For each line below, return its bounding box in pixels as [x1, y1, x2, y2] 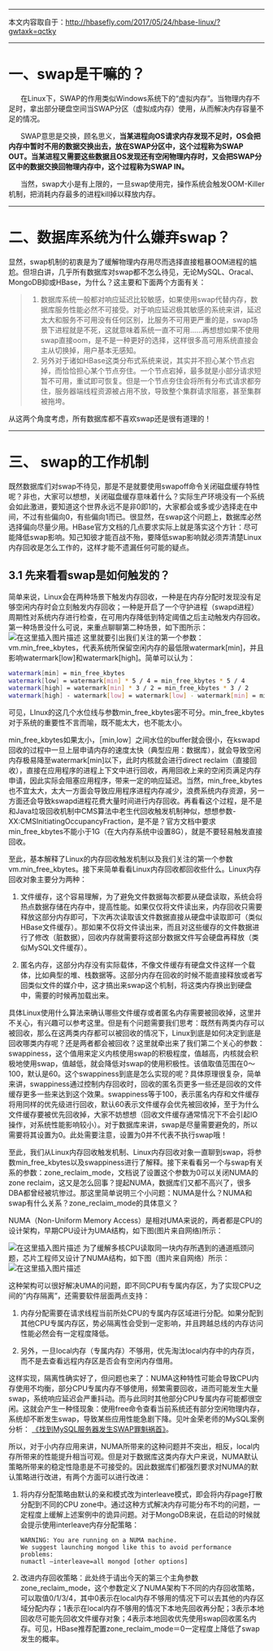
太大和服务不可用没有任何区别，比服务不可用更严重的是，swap [40, 314, 251, 324]
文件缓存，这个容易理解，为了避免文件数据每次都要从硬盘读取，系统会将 [19, 892, 262, 902]
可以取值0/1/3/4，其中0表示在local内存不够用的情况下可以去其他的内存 [19, 1593, 258, 1603]
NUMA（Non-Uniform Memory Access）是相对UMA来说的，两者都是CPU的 [8, 1215, 262, 1226]
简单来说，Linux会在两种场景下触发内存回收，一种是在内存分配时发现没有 [8, 591, 254, 601]
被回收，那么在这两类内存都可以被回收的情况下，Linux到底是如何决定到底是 [8, 1028, 262, 1038]
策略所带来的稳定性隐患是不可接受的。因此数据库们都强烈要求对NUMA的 [8, 1462, 252, 1472]
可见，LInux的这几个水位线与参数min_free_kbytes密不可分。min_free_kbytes [8, 708, 265, 718]
